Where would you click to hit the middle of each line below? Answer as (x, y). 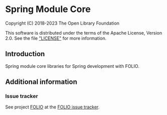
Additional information (41, 82)
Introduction (25, 54)
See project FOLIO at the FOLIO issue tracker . (52, 107)
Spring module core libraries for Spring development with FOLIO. (72, 66)
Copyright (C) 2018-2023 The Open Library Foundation (62, 23)
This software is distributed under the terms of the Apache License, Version (84, 33)
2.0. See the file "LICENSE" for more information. (56, 38)
